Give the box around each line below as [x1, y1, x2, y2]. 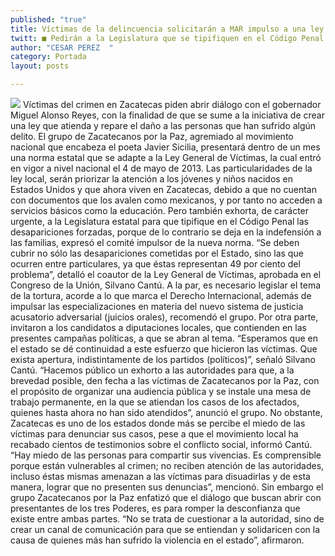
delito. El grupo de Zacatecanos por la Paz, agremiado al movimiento [10, 131, 294, 142]
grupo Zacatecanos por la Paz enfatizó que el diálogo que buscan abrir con [10, 492, 322, 503]
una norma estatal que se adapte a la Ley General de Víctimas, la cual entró [10, 152, 322, 163]
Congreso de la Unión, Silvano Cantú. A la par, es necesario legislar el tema [10, 279, 322, 291]
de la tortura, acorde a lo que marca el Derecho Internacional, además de [10, 290, 312, 301]
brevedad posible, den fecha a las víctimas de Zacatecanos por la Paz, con [10, 375, 320, 386]
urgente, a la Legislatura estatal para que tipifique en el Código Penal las [10, 216, 309, 227]
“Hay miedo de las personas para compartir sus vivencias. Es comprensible [10, 449, 322, 461]
